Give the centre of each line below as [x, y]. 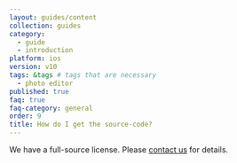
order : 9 [25, 116]
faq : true [28, 100]
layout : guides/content [53, 17]
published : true [39, 91]
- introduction [45, 50]
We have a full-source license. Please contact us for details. [119, 150]
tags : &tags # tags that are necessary [83, 75]
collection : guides [45, 26]
